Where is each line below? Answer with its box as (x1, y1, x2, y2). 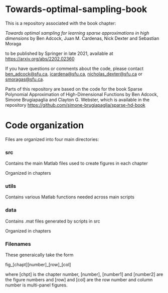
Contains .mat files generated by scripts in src (5, 218, 100, 224)
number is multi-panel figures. (5, 282, 68, 288)
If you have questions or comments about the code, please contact (5, 65, 144, 71)
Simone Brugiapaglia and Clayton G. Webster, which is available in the (5, 97, 150, 103)
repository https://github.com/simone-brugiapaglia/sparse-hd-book (5, 102, 145, 108)
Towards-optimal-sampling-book (5, 4, 147, 15)
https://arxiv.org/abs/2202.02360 (5, 55, 75, 61)
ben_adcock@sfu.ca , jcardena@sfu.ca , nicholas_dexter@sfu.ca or (5, 70, 143, 77)
